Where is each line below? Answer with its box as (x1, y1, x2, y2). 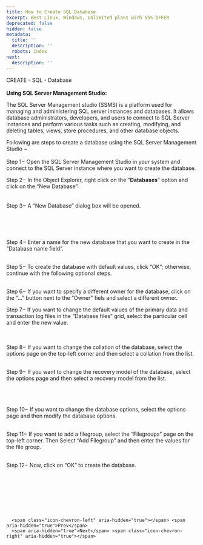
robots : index (12, 49, 47, 55)
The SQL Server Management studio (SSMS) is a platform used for (6, 101, 173, 108)
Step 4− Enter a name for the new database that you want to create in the (6, 238, 190, 246)
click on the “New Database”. (6, 183, 79, 190)
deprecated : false (6, 20, 53, 26)
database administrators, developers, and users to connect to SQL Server (6, 113, 190, 121)
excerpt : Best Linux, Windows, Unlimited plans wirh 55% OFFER (6, 15, 170, 21)
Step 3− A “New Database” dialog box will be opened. (6, 201, 141, 209)
